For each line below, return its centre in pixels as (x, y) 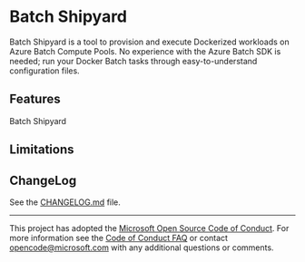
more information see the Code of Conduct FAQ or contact (119, 238)
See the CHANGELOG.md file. (65, 202)
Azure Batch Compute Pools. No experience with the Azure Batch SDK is (145, 51)
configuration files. (44, 71)
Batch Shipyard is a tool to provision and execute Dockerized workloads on (150, 42)
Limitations (42, 150)
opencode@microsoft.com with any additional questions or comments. (142, 247)
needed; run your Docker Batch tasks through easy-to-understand (133, 61)
